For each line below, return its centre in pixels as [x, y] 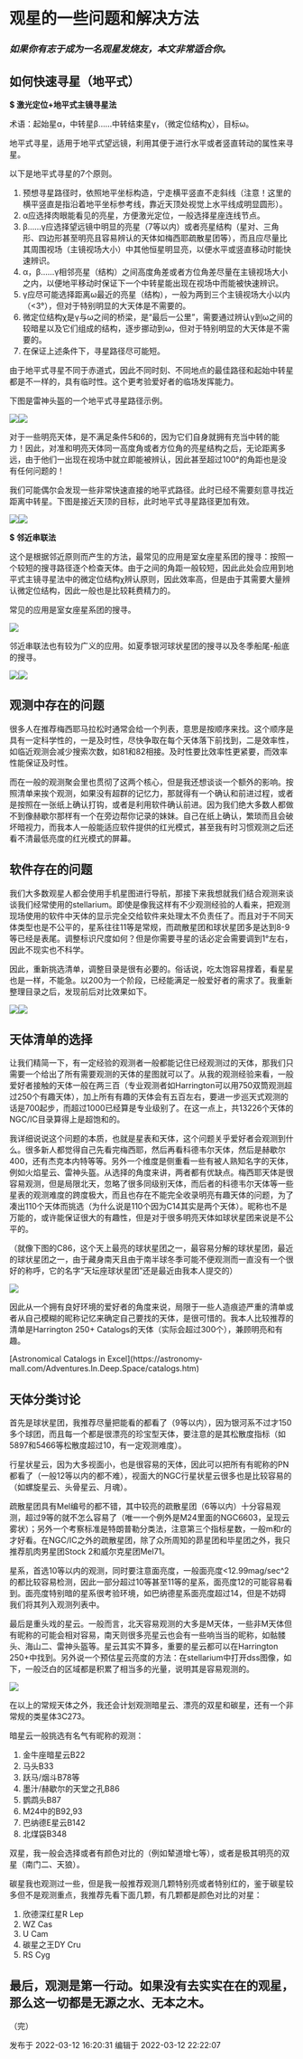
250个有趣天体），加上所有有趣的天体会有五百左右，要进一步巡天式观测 [149, 1097]
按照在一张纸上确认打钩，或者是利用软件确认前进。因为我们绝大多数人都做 [155, 804]
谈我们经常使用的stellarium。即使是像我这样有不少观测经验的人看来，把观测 [150, 904]
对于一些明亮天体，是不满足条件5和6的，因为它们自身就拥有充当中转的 [141, 437]
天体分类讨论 [45, 1399]
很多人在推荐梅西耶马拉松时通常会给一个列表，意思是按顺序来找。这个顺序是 [151, 729]
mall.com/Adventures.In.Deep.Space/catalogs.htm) [105, 1368]
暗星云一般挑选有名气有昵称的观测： [77, 1735]
